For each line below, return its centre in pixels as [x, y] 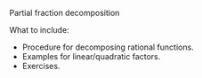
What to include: [39, 30]
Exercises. [41, 66]
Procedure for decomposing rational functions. [108, 47]
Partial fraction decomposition [65, 13]
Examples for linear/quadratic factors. [91, 56]
